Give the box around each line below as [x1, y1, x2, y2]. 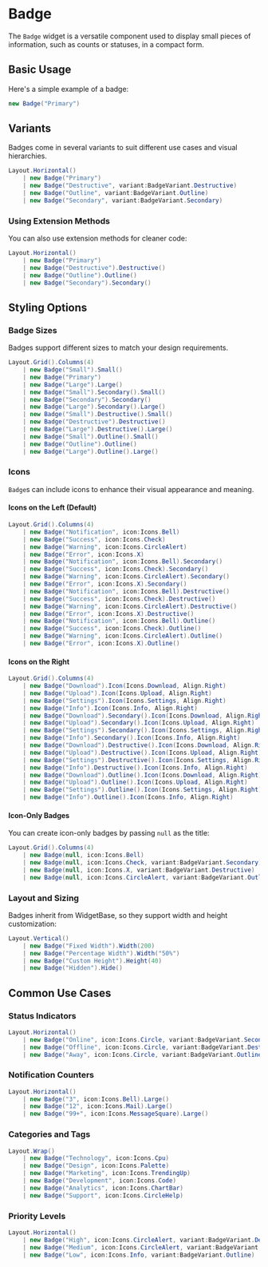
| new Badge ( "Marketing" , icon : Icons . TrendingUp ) [22, 1170, 191, 1178]
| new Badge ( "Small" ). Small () [22, 366, 124, 374]
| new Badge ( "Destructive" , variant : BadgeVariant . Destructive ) [22, 181, 238, 190]
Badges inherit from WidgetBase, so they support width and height [8, 910, 228, 919]
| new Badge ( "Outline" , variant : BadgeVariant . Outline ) [22, 189, 209, 197]
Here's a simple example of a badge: [8, 84, 129, 93]
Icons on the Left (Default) [8, 502, 97, 512]
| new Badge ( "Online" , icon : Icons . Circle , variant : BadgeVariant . [22, 1035, 245, 1043]
